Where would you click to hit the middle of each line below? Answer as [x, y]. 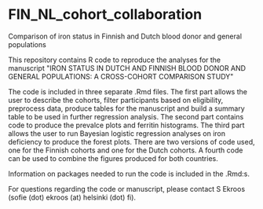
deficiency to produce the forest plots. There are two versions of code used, [131, 141]
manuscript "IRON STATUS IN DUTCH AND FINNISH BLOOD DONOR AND [127, 68]
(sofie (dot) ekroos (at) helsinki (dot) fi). [72, 197]
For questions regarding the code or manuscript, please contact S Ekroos [127, 189]
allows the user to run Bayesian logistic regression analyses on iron [117, 133]
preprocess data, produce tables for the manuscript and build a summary [126, 108]
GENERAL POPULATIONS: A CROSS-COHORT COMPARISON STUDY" [121, 76]
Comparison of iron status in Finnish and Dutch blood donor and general [125, 36]
